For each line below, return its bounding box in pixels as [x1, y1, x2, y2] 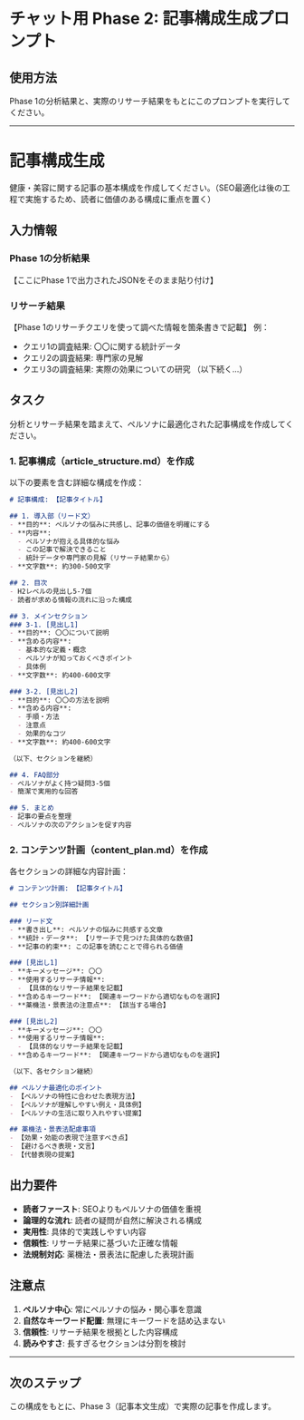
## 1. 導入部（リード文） [9, 511, 95, 520]
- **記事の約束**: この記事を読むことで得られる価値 [9, 942, 184, 951]
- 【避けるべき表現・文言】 [9, 1142, 100, 1152]
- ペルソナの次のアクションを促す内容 [9, 821, 132, 830]
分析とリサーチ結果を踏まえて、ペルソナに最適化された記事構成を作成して [9, 418, 286, 429]
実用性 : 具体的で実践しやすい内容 [22, 1226, 147, 1237]
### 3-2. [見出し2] [9, 686, 79, 696]
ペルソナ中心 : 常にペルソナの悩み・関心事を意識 [22, 1303, 202, 1315]
